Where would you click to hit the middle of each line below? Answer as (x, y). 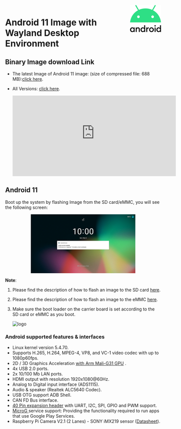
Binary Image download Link (50, 62)
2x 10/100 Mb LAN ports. (38, 374)
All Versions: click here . (36, 89)
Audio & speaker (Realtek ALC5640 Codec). (57, 390)
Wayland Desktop (42, 33)
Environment (32, 44)
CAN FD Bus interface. (35, 400)
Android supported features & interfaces (55, 337)
